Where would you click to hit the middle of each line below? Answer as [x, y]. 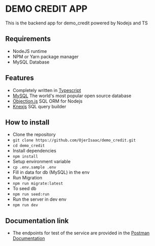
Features [20, 78]
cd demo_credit [29, 146]
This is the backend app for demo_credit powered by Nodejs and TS [77, 23]
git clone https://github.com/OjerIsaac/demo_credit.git [74, 140]
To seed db [24, 189]
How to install [27, 122]
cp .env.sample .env [34, 167]
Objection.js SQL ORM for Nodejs [48, 101]
